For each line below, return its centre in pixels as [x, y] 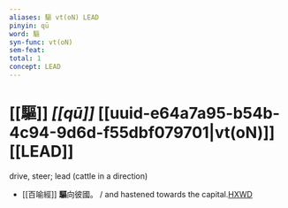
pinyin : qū [29, 26]
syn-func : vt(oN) [41, 42]
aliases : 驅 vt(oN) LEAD [54, 17]
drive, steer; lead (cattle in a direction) [79, 176]
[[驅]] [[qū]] [52, 114]
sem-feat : [27, 50]
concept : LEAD [35, 67]
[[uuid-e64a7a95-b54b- [189, 114]
